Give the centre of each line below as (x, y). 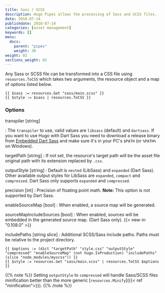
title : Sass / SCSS (25, 10)
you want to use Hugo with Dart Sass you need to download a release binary (82, 135)
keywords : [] (18, 32)
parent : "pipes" (31, 46)
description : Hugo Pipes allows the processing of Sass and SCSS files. (81, 14)
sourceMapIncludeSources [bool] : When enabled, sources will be (72, 214)
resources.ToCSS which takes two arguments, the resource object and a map (82, 79)
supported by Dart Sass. (30, 195)
